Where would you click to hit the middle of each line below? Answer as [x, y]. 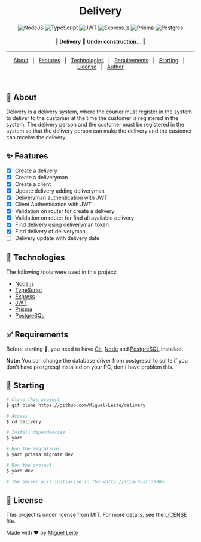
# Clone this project [33, 399]
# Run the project [29, 465]
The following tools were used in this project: [62, 272]
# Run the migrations [33, 449]
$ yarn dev [20, 471]
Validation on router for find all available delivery [74, 218]
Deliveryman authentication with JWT [61, 198]
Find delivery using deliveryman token [62, 225]
